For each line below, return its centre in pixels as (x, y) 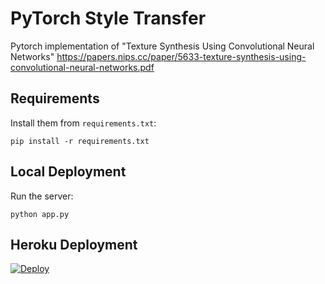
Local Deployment (68, 172)
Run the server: (42, 196)
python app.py (40, 214)
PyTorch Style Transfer (108, 18)
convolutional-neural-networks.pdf (82, 67)
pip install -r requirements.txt (80, 141)
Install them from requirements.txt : (83, 123)
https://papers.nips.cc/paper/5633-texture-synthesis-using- (181, 56)
